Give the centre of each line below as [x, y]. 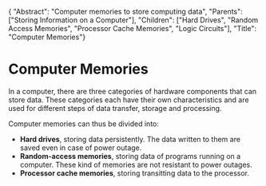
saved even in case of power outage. [81, 148]
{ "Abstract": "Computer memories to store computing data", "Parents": [126, 12]
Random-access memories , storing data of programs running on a [130, 156]
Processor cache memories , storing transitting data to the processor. [135, 173]
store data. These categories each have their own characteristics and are [129, 100]
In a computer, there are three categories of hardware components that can [133, 91]
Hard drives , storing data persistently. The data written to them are [130, 139]
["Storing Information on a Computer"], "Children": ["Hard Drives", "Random [133, 20]
